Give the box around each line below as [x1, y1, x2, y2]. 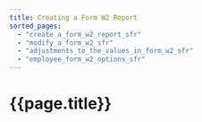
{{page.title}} [9, 93, 112, 114]
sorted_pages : [9, 22, 63, 30]
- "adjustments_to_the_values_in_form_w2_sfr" [17, 47, 194, 56]
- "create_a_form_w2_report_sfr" [17, 30, 142, 39]
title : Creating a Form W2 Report [9, 13, 139, 22]
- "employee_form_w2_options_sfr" [17, 55, 146, 64]
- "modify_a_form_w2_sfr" [17, 38, 114, 48]
